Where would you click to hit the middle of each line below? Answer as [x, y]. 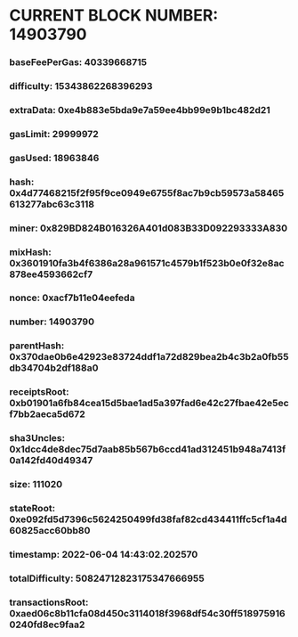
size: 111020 [36, 485]
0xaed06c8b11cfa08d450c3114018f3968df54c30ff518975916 [148, 613]
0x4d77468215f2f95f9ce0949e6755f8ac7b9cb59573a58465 [147, 192]
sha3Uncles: [37, 438]
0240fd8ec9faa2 [47, 625]
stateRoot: [32, 509]
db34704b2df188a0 [54, 368]
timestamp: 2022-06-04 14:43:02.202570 [104, 554]
